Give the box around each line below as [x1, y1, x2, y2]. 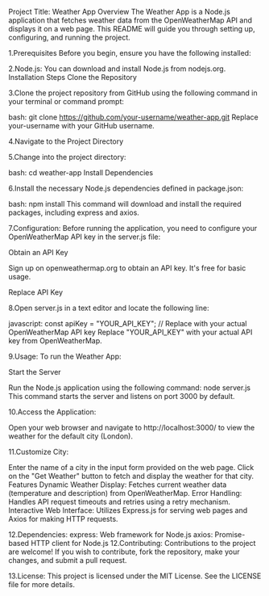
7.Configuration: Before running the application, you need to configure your [8, 224, 258, 233]
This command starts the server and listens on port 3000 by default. [8, 392, 235, 401]
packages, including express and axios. [8, 208, 139, 217]
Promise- [214, 530, 246, 539]
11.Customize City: [8, 447, 69, 456]
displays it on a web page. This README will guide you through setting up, [8, 24, 255, 33]
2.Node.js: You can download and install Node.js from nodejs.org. [8, 64, 226, 73]
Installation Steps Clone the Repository [8, 73, 137, 82]
